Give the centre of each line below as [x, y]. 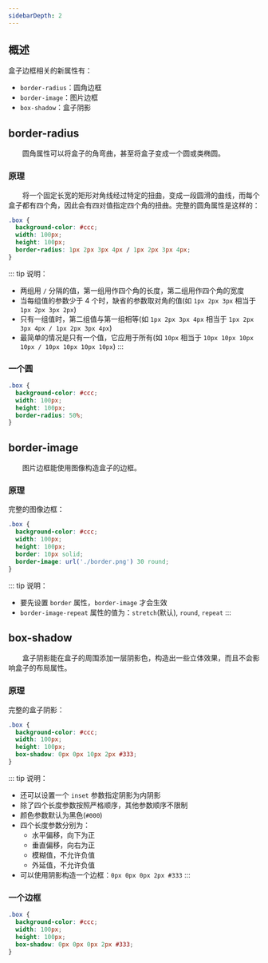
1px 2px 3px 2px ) [48, 309]
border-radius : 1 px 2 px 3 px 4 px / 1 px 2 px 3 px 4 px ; [103, 250]
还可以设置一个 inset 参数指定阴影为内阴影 [90, 795]
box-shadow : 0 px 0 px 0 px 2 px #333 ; [75, 944]
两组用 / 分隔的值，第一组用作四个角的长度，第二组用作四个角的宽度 [132, 290]
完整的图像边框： [36, 509]
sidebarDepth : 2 [35, 16]
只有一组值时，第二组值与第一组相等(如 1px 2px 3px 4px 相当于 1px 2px [137, 319]
